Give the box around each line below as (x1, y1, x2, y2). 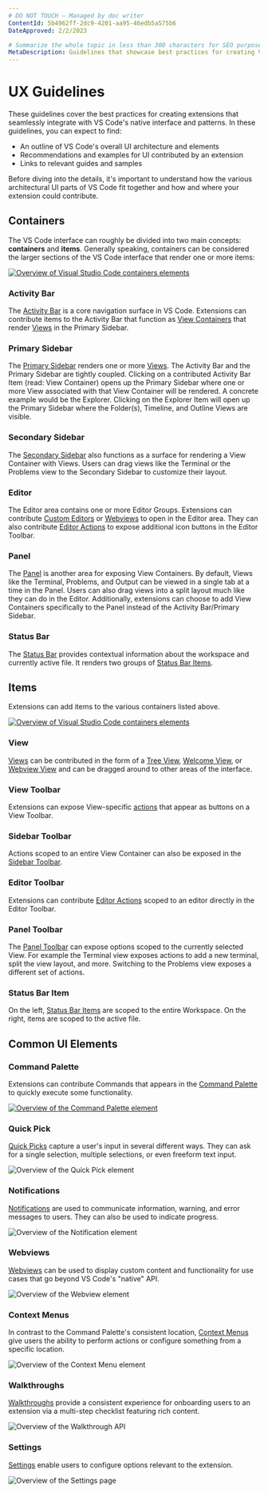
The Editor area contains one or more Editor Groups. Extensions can (8, 505, 232, 515)
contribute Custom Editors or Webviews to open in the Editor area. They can (8, 514, 258, 523)
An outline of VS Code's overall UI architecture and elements (19, 141, 219, 152)
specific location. (8, 1344, 65, 1354)
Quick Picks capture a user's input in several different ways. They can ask (8, 1142, 251, 1151)
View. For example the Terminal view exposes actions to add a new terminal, (8, 950, 259, 959)
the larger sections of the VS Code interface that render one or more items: (8, 252, 255, 262)
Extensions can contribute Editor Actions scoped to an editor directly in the (8, 895, 255, 905)
